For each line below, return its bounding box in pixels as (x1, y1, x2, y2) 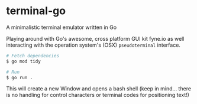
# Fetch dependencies (6, 53, 60, 58)
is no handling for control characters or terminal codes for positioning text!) (6, 92, 189, 99)
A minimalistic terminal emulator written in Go (6, 24, 117, 31)
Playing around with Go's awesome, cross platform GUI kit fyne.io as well (6, 35, 185, 42)
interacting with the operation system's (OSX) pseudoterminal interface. (6, 41, 180, 48)
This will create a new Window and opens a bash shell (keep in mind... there (6, 85, 191, 92)
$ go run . (6, 74, 33, 80)
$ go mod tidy (6, 58, 41, 64)
